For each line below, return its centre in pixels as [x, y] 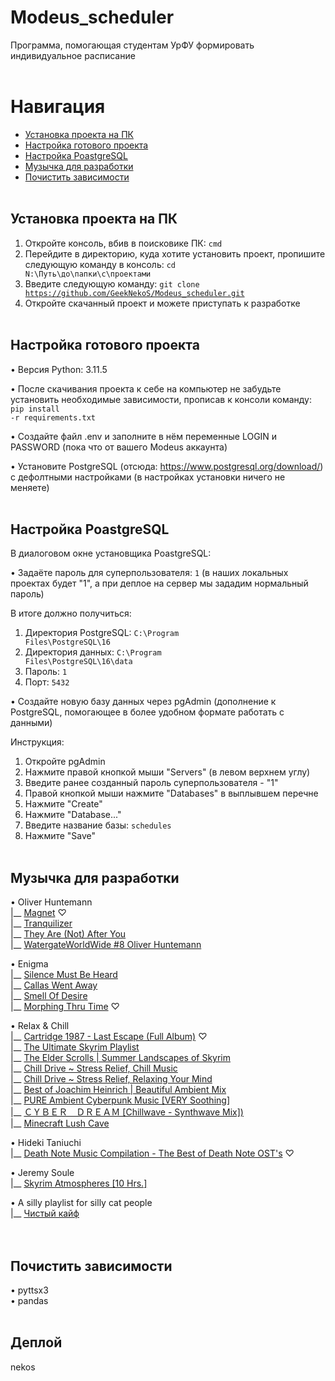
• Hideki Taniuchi [46, 1143]
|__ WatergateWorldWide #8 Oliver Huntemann [106, 945]
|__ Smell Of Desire [49, 996]
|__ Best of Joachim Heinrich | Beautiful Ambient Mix [118, 1090]
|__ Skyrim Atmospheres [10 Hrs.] [79, 1183]
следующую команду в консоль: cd [100, 264]
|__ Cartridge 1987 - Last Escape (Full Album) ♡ [109, 1037]
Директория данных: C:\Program [93, 652]
